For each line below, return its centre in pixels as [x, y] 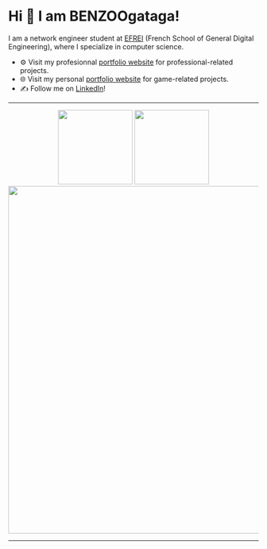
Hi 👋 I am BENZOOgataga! [94, 16]
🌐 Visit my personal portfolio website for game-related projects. [124, 79]
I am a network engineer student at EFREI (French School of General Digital [131, 38]
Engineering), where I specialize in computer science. [96, 46]
